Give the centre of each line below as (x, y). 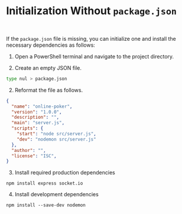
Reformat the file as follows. (49, 90)
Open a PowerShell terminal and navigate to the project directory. (94, 56)
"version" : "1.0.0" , (37, 112)
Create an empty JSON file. (48, 68)
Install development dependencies (56, 194)
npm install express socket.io (45, 184)
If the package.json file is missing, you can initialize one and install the (91, 38)
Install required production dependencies (65, 173)
